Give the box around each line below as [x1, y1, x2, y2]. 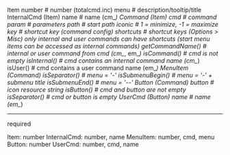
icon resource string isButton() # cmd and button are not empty [7, 85, 186, 94]
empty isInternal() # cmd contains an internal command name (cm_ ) [7, 57, 200, 64]
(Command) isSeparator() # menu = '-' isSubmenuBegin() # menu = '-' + [7, 71, 213, 79]
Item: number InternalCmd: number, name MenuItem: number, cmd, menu [7, 133, 215, 141]
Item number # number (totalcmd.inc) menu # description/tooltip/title [7, 6, 202, 14]
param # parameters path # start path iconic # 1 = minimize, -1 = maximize [7, 20, 219, 28]
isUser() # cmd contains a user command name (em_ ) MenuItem [7, 64, 189, 72]
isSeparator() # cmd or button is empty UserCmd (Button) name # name [7, 93, 211, 101]
